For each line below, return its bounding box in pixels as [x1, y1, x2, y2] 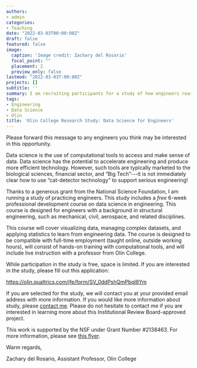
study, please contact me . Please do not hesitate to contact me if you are [6, 302, 183, 309]
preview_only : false [11, 69, 62, 75]
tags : [6, 96, 19, 102]
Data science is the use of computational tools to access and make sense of [6, 152, 191, 159]
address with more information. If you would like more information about [6, 296, 181, 303]
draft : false [6, 36, 38, 42]
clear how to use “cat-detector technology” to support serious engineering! [6, 177, 188, 184]
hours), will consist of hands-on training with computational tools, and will [6, 243, 185, 250]
